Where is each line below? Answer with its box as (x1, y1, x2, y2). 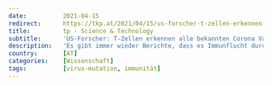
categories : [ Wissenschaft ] (8, 57, 114, 66)
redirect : (8, 19, 42, 28)
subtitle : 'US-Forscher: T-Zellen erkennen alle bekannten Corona (8, 34, 255, 43)
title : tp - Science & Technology (8, 27, 154, 35)
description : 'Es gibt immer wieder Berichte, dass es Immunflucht (8, 42, 249, 50)
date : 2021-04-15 (8, 11, 100, 20)
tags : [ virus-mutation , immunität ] (8, 65, 161, 73)
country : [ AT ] (8, 49, 79, 57)
